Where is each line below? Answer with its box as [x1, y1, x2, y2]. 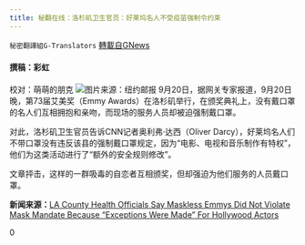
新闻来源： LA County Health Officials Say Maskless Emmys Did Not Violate [9, 199, 291, 209]
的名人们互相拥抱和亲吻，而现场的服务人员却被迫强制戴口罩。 [9, 107, 241, 117]
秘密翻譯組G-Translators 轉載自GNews [9, 39, 150, 50]
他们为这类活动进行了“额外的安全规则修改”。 [9, 148, 177, 159]
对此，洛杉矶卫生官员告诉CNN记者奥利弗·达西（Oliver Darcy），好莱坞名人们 [9, 126, 296, 137]
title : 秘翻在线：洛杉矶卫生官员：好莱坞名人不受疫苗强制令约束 [9, 13, 221, 23]
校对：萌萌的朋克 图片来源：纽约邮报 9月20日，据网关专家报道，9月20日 [9, 84, 292, 95]
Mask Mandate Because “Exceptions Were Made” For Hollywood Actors [9, 209, 280, 219]
